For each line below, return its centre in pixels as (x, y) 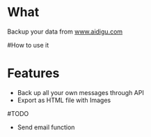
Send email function (46, 127)
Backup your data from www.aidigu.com (65, 31)
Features (33, 73)
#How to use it (28, 45)
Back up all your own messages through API (80, 92)
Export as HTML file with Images (64, 100)
